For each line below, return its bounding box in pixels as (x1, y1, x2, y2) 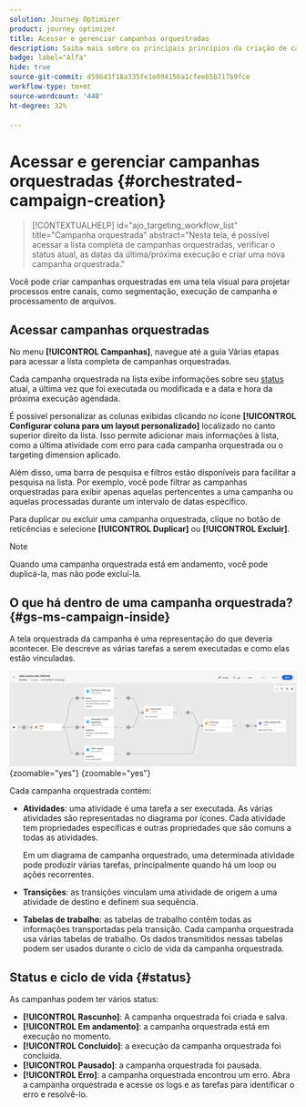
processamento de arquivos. (9, 296, 117, 307)
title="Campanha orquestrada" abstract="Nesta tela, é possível (31, 230, 270, 241)
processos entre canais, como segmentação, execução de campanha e (9, 286, 278, 297)
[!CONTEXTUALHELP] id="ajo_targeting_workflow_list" (31, 220, 239, 231)
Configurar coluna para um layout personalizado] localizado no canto (9, 420, 276, 432)
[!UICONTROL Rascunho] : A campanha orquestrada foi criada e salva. (22, 1011, 289, 1022)
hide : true (9, 63, 51, 72)
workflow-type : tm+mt (9, 82, 92, 91)
